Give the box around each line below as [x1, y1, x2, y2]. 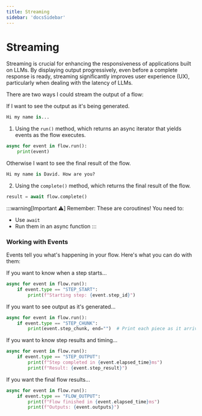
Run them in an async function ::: [14, 222, 97, 230]
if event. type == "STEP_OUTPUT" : [17, 354, 101, 360]
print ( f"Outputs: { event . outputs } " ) [28, 404, 120, 411]
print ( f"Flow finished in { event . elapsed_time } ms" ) [28, 399, 161, 405]
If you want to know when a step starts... [6, 269, 107, 277]
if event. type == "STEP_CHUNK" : [17, 320, 98, 326]
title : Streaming [6, 8, 50, 15]
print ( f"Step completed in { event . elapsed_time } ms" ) [28, 359, 163, 366]
